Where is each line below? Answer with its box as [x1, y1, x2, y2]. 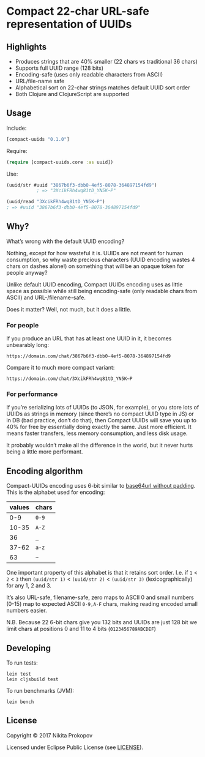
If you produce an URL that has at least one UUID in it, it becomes [6, 335, 172, 342]
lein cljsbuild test [6, 676, 59, 683]
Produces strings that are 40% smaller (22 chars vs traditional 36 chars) [15, 58, 198, 65]
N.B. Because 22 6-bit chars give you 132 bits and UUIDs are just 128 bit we [6, 619, 198, 626]
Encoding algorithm [6, 466, 83, 476]
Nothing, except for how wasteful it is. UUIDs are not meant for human [6, 249, 184, 256]
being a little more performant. [6, 448, 83, 455]
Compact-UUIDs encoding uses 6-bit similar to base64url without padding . [6, 482, 196, 490]
